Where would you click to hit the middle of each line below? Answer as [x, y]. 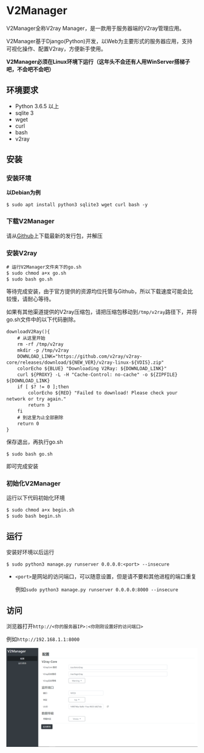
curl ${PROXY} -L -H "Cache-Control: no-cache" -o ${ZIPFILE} [97, 375]
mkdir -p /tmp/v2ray [43, 350]
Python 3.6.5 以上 [37, 106]
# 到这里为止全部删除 [40, 418]
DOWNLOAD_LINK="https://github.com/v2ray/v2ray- [80, 356]
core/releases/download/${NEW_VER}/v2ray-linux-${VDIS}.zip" [85, 363]
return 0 [28, 424]
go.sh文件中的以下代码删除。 [42, 319]
